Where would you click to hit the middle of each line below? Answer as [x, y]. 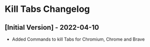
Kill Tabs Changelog [47, 9]
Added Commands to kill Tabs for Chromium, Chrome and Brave [78, 39]
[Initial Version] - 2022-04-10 [52, 27]
